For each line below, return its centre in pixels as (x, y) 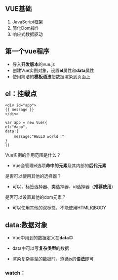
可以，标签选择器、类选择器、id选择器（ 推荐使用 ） (64, 187)
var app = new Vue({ (26, 123)
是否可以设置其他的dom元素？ (36, 197)
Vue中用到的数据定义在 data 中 (43, 238)
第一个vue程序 (27, 51)
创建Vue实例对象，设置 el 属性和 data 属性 (53, 70)
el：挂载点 (21, 94)
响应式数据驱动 (27, 34)
